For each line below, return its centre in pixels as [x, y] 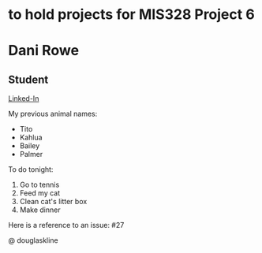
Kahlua [31, 138]
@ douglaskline [33, 240]
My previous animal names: [53, 114]
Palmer [31, 154]
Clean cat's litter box [53, 202]
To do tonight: [31, 169]
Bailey [30, 146]
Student [28, 79]
